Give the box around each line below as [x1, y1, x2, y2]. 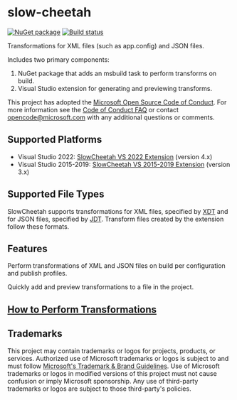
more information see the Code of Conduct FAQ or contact [7, 105, 179, 114]
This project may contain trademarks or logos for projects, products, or [7, 346, 216, 355]
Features [7, 242, 48, 254]
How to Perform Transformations [7, 303, 157, 315]
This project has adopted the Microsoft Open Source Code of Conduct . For [7, 97, 227, 107]
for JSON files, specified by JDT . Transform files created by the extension [7, 215, 224, 223]
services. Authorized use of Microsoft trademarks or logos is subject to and [7, 354, 229, 362]
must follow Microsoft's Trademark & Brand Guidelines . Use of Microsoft [7, 362, 220, 370]
